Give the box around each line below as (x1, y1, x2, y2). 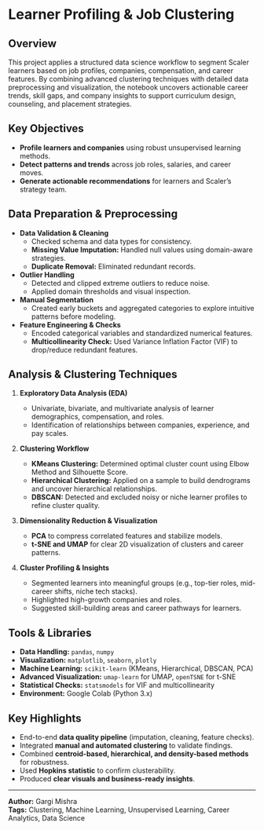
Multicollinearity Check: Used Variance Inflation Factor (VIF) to (31, 336, 238, 346)
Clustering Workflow (19, 444, 90, 453)
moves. (19, 167, 44, 177)
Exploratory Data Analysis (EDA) (19, 389, 128, 398)
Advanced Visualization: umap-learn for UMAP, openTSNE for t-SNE (19, 672, 236, 682)
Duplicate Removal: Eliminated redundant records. (31, 261, 196, 271)
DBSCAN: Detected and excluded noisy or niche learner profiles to (31, 492, 247, 502)
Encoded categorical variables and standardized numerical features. (31, 328, 253, 338)
